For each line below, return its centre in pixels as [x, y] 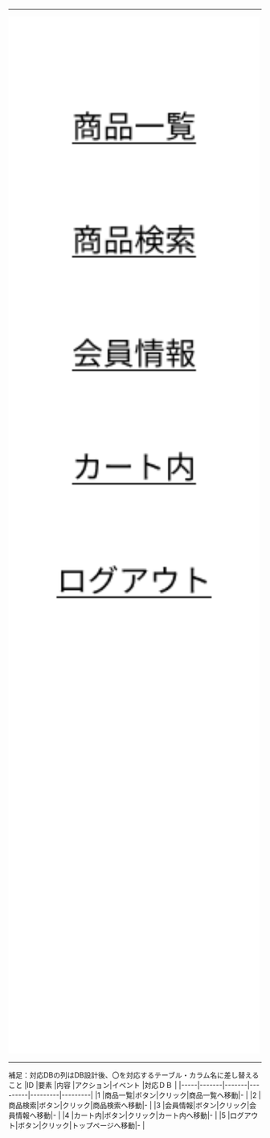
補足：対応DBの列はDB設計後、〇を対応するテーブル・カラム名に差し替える [134, 1075]
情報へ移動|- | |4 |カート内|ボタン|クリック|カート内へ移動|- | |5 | [123, 1115]
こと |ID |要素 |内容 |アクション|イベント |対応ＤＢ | [93, 1085]
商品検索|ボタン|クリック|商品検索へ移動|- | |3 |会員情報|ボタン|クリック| [129, 1105]
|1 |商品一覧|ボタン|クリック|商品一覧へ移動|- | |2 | [178, 1095]
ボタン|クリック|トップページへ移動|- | [81, 1125]
